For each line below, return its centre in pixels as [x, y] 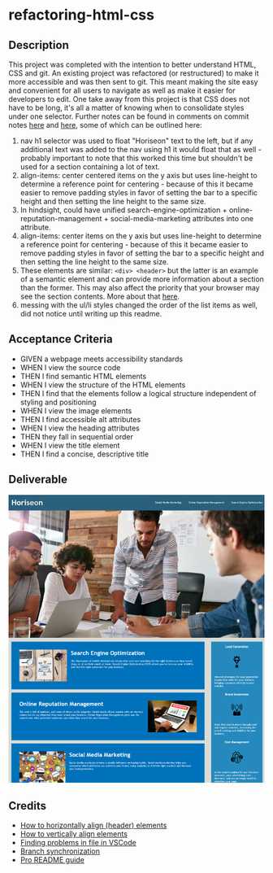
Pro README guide [52, 859]
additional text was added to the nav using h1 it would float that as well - [141, 149]
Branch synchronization [60, 851]
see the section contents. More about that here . [100, 296]
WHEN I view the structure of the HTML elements [103, 385]
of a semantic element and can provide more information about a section [142, 279]
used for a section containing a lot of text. [90, 167]
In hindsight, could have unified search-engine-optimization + [123, 210]
